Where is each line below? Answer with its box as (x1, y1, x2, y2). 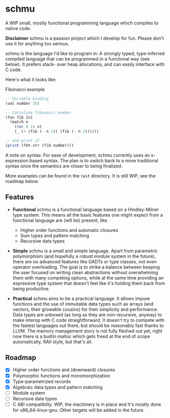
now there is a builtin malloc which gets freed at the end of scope (12, 333, 150, 339)
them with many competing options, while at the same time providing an (12, 275, 164, 281)
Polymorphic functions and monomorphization (12, 372, 110, 379)
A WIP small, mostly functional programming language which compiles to (5, 20, 159, 26)
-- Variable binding (5, 96, 49, 101)
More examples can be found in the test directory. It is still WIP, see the (5, 172, 156, 178)
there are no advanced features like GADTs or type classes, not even (12, 258, 157, 264)
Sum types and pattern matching (20, 232, 90, 238)
